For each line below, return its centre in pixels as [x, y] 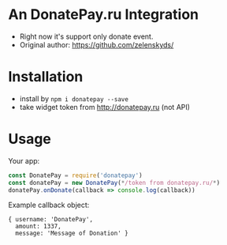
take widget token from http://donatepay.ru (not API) [105, 107]
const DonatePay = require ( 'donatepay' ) [76, 175]
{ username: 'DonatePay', [50, 220]
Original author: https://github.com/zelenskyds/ [97, 44]
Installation [46, 77]
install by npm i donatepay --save [74, 98]
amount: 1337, [38, 227]
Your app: [24, 160]
